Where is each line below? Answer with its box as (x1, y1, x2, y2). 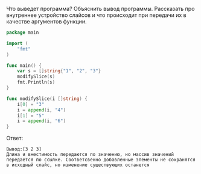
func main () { (6, 63, 42, 69)
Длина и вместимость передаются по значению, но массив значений (6, 152, 174, 158)
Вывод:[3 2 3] (6, 146, 42, 152)
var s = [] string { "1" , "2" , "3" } (17, 68, 101, 74)
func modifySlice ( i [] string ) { (6, 96, 88, 102)
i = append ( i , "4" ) (17, 107, 66, 113)
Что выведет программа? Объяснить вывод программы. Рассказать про (6, 5, 195, 12)
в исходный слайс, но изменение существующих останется (6, 162, 150, 168)
